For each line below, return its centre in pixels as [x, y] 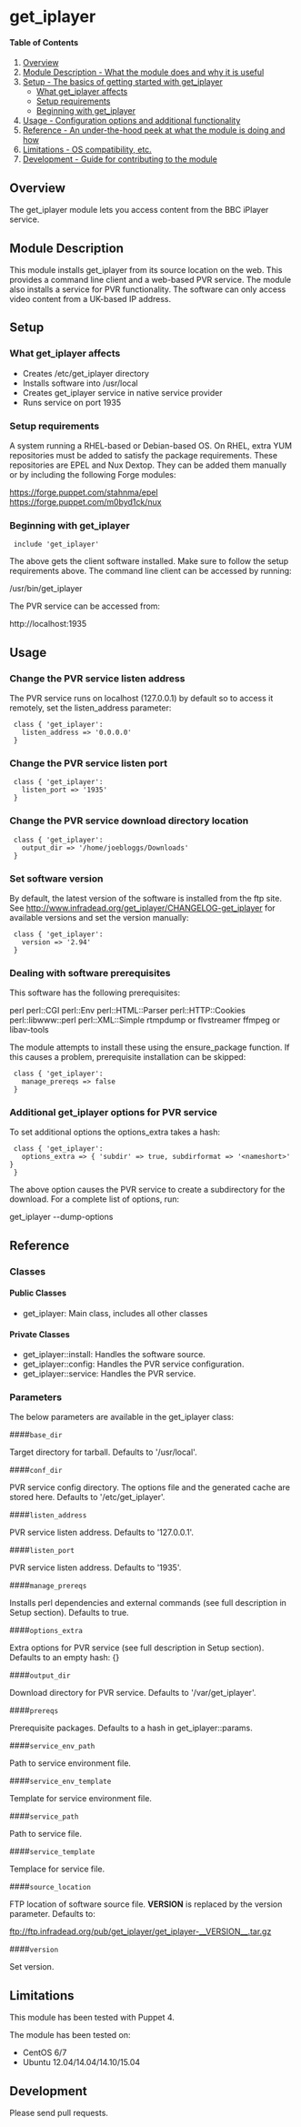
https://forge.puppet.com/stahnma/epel [84, 492]
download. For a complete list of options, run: [95, 1199]
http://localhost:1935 [48, 624]
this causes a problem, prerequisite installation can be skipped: [128, 1057]
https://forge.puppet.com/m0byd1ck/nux [85, 502]
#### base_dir [36, 1435]
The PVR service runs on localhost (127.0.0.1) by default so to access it [141, 698]
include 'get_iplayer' [56, 544]
